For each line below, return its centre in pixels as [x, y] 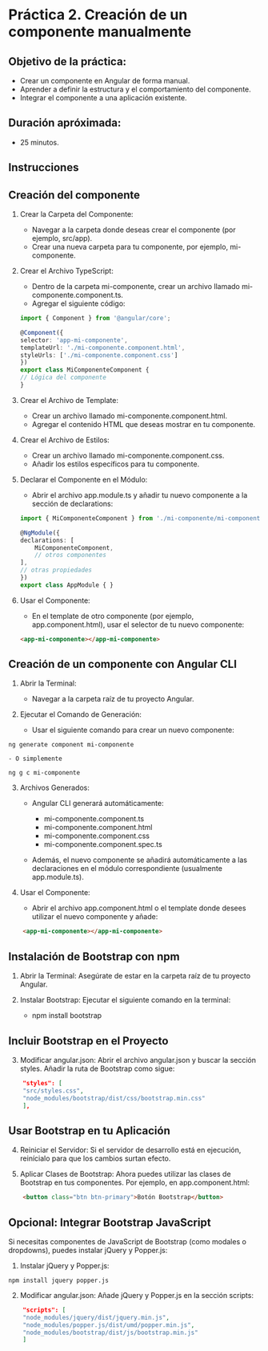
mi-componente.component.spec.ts [103, 844]
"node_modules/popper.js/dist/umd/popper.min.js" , [109, 1325]
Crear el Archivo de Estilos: [64, 440]
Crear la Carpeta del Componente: [76, 214]
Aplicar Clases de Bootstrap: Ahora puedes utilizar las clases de [125, 1174]
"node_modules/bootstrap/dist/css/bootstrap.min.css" [114, 1098]
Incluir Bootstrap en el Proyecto [88, 1041]
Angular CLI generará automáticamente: [98, 804]
